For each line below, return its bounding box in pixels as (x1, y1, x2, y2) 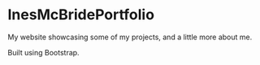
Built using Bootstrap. (7, 47, 80, 57)
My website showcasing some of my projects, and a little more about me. (7, 32, 253, 42)
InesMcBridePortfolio (7, 6, 155, 24)
